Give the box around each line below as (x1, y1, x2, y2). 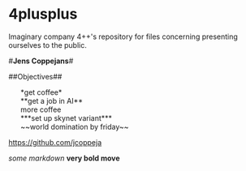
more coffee (19, 105, 62, 114)
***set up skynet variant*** (19, 113, 112, 122)
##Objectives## (8, 71, 63, 81)
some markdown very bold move (8, 153, 120, 163)
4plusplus (8, 5, 78, 24)
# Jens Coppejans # (8, 56, 74, 66)
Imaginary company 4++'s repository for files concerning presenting (8, 32, 238, 41)
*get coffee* (19, 87, 63, 97)
